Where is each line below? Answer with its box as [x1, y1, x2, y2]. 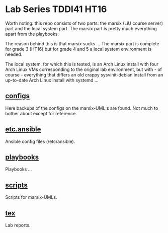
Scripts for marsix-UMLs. [5, 194, 57, 200]
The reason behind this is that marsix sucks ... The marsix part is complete [5, 40, 159, 46]
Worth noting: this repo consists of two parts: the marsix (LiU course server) [5, 20, 163, 26]
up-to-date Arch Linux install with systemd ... [5, 77, 99, 83]
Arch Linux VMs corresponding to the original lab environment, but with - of [5, 66, 162, 72]
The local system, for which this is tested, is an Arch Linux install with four [5, 61, 158, 67]
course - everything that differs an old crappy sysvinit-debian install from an [5, 71, 163, 77]
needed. [5, 51, 23, 57]
